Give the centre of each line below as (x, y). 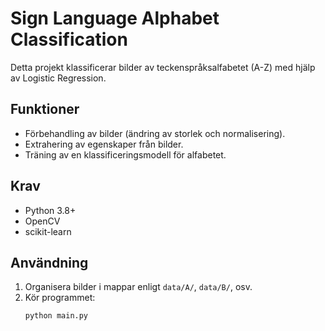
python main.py (56, 316)
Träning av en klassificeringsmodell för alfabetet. (125, 154)
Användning (49, 262)
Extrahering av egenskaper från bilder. (104, 144)
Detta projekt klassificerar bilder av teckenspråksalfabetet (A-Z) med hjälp (163, 67)
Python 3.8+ (50, 210)
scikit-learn (48, 231)
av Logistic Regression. (58, 78)
